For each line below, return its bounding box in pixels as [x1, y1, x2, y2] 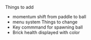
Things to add [5, 4, 34, 10]
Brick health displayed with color [12, 30, 80, 35]
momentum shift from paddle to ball [12, 14, 86, 19]
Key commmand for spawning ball [12, 24, 83, 30]
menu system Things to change [12, 19, 77, 25]
